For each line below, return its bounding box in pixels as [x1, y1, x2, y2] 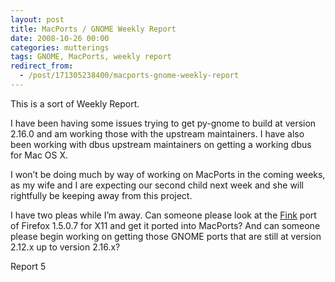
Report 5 [10, 260, 47, 272]
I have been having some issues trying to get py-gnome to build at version [10, 117, 317, 129]
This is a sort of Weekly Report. [10, 97, 140, 110]
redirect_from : [10, 61, 74, 71]
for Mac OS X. [10, 149, 69, 161]
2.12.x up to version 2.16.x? [10, 241, 121, 253]
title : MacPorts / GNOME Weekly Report [10, 24, 177, 34]
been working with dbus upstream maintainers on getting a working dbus [10, 138, 312, 150]
